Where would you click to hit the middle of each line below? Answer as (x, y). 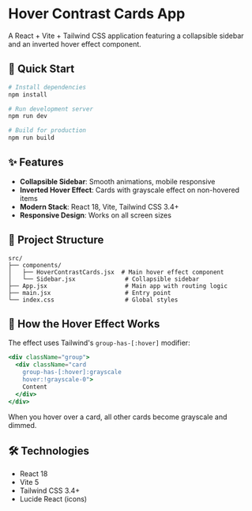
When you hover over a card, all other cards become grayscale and (118, 417)
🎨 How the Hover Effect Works (84, 324)
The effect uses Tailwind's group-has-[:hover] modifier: (100, 343)
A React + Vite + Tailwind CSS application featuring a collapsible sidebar (126, 36)
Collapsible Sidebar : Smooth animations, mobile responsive (117, 181)
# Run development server (51, 109)
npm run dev (28, 116)
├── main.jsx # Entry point (90, 293)
